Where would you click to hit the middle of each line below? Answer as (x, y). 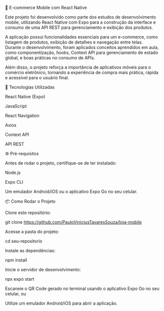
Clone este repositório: (28, 213)
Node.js (13, 172)
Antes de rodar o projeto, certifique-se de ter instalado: (61, 163)
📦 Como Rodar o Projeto (30, 201)
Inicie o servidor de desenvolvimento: (43, 270)
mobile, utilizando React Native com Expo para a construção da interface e (81, 22)
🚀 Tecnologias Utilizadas (30, 87)
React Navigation (23, 116)
